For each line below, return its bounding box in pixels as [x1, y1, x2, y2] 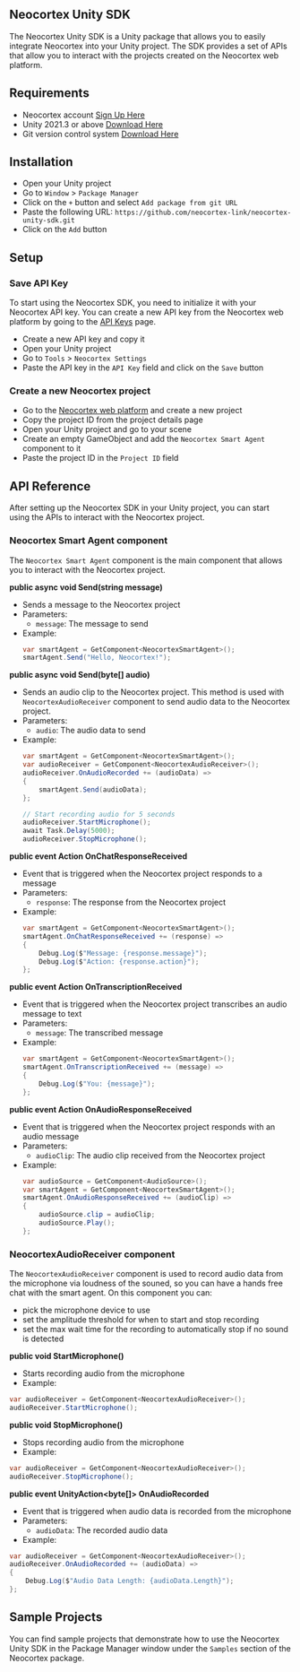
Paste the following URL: [21, 206, 114, 218]
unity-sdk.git [21, 216, 75, 225]
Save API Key [9, 277, 69, 290]
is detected [21, 1333, 64, 1344]
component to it [21, 443, 81, 454]
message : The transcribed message [35, 1027, 164, 1038]
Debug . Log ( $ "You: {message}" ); [39, 1079, 156, 1088]
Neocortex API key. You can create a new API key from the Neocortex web [9, 307, 284, 317]
